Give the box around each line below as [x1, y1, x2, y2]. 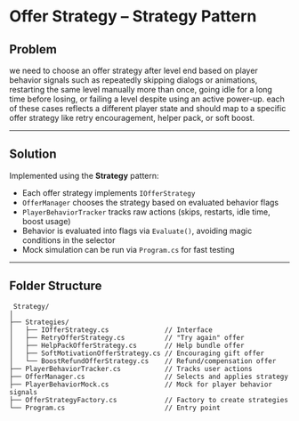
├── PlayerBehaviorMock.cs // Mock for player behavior [9, 380, 273, 389]
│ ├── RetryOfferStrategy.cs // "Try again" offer [9, 333, 245, 342]
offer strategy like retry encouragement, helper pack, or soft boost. [9, 113, 255, 123]
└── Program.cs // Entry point [9, 403, 221, 412]
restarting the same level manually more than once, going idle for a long [9, 85, 273, 94]
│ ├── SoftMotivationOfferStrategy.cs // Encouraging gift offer [9, 349, 265, 358]
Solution [9, 147, 57, 162]
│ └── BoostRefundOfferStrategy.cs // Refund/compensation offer [9, 356, 277, 366]
